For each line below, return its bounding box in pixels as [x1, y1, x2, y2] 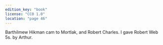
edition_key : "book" [5, 7, 48, 12]
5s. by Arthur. [5, 34, 33, 40]
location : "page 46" [5, 16, 48, 21]
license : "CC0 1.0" [5, 12, 45, 16]
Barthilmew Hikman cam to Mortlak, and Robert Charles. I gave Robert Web [5, 30, 159, 35]
